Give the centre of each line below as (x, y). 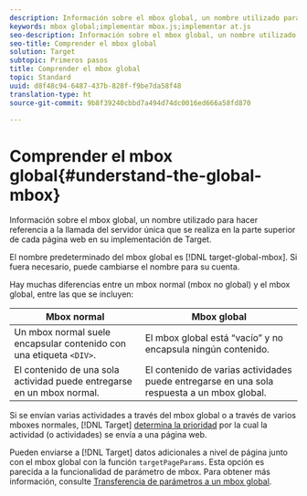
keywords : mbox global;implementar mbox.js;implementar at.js (130, 26)
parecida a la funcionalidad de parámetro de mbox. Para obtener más (140, 472)
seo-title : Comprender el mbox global (83, 43)
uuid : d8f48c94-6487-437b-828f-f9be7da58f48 (95, 86)
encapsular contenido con (70, 343)
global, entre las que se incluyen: (72, 294)
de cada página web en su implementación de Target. (111, 239)
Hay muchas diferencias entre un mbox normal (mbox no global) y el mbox (150, 285)
